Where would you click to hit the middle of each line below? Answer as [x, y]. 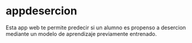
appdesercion [41, 11]
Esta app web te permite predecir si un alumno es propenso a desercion [96, 27]
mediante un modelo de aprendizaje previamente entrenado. [81, 33]
